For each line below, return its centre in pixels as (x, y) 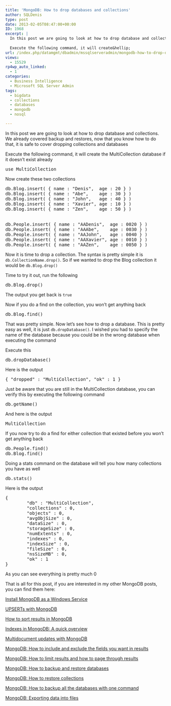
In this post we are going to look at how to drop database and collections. (82, 133)
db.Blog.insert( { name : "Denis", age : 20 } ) (68, 188)
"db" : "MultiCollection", (60, 503)
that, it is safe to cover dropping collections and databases (67, 144)
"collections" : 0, (51, 508)
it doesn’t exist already (29, 159)
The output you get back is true (39, 294)
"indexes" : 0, (46, 538)
